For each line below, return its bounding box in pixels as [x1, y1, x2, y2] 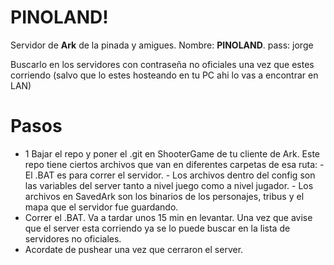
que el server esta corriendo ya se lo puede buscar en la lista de [24, 222, 291, 234]
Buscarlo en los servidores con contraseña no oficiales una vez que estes [10, 58, 315, 70]
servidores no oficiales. [24, 232, 122, 245]
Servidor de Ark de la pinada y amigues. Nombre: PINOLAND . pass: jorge [10, 39, 314, 51]
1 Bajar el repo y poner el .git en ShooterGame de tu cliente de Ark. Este [24, 147, 321, 160]
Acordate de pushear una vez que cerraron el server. [24, 243, 244, 255]
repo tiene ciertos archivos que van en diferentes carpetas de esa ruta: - [24, 158, 325, 170]
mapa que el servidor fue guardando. [24, 201, 179, 213]
